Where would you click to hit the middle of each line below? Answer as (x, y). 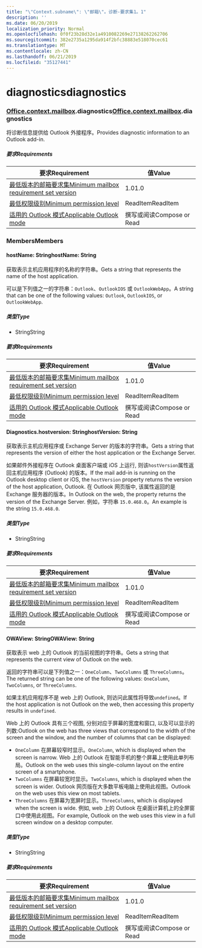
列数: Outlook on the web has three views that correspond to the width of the (101, 731)
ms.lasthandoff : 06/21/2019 (41, 57)
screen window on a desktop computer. (64, 822)
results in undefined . (31, 711)
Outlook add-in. (26, 139)
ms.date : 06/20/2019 (32, 23)
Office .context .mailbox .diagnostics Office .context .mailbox (94, 111)
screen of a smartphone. (45, 772)
